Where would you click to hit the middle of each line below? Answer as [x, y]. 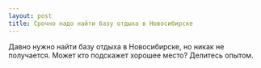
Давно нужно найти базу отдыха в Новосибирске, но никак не [116, 46]
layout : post [30, 16]
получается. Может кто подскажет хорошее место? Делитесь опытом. [131, 55]
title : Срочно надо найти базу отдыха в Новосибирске [101, 23]
